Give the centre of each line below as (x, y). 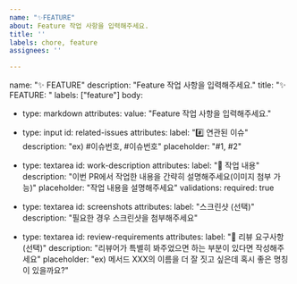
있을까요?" (50, 271)
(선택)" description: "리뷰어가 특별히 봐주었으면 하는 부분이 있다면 (138, 248)
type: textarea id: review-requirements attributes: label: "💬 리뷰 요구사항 (153, 237)
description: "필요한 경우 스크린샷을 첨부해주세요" (110, 218)
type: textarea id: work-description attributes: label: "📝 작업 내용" (141, 165)
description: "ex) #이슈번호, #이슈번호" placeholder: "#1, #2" (132, 146)
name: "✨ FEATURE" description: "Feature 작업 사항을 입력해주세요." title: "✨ (148, 85)
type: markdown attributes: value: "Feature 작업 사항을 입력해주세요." (147, 113)
